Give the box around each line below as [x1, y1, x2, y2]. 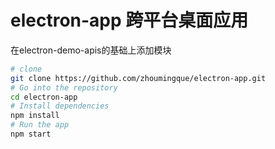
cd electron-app [10, 92, 78, 102]
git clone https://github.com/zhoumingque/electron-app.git [10, 73, 267, 83]
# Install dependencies [10, 101, 110, 111]
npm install [10, 111, 60, 121]
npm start [10, 129, 52, 140]
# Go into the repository [10, 82, 118, 93]
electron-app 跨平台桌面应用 [10, 9, 249, 32]
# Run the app [10, 120, 70, 130]
